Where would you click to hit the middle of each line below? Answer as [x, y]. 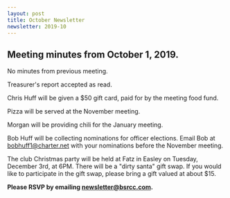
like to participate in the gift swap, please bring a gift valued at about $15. [112, 174]
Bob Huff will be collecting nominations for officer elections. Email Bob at [112, 138]
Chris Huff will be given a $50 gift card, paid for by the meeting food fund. [113, 98]
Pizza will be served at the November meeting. [74, 111]
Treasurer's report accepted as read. [60, 84]
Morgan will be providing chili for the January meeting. [85, 125]
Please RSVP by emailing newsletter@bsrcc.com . [80, 187]
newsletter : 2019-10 [37, 26]
